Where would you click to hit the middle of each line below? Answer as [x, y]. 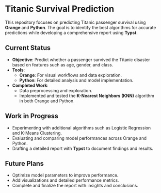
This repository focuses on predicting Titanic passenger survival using [76, 22]
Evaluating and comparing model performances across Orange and [79, 138]
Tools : [18, 70]
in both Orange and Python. [47, 101]
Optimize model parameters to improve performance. [65, 175]
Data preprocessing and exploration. [56, 90]
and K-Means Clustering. [37, 133]
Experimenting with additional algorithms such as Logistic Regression [81, 128]
